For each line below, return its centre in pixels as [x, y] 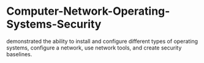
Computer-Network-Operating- [88, 11]
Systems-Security [54, 24]
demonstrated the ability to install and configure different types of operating [102, 41]
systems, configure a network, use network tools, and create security [94, 48]
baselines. [19, 54]
